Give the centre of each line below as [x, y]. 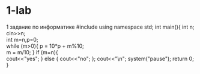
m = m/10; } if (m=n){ [32, 52]
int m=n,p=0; [22, 39]
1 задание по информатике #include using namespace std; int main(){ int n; [100, 27]
